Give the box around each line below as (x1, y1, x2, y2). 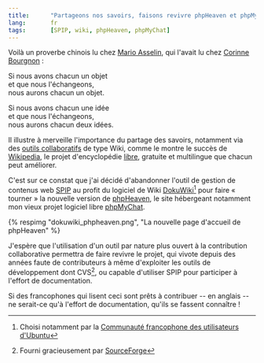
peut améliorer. (8, 161, 57, 170)
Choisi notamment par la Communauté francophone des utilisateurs (19, 322, 240, 332)
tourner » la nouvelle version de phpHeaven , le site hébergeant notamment (8, 194, 251, 203)
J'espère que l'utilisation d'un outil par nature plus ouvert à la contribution (8, 241, 247, 250)
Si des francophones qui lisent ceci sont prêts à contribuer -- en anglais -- (8, 291, 250, 300)
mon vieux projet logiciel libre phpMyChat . (8, 202, 145, 212)
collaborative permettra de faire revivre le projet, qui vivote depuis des (8, 250, 236, 259)
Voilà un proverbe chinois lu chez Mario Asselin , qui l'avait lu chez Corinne (8, 48, 250, 57)
